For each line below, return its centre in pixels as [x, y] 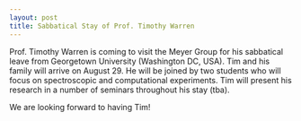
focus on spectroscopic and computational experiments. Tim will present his [150, 80]
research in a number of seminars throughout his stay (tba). [120, 90]
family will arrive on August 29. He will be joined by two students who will [145, 70]
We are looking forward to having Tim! [80, 107]
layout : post [34, 17]
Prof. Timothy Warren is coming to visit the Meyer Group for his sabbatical [146, 51]
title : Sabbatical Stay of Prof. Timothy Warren [102, 26]
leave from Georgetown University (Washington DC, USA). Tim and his [140, 61]
